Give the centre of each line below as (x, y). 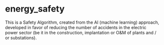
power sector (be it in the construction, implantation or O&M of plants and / (81, 32)
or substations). (21, 38)
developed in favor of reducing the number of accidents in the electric (76, 27)
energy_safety (35, 9)
